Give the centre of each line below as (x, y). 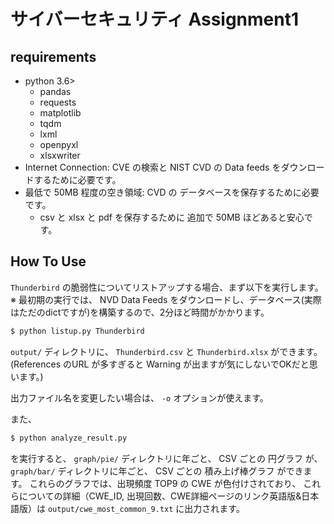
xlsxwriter (60, 155)
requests (58, 102)
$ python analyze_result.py (69, 438)
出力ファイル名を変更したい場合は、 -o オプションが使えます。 (139, 397)
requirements (53, 56)
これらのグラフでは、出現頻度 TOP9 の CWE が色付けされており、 (165, 483)
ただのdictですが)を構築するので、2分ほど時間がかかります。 (144, 312)
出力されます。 (214, 508)
